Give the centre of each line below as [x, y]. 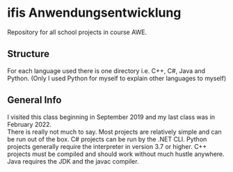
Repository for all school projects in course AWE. [77, 32]
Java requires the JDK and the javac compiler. [73, 161]
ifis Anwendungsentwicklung [94, 13]
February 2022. [30, 124]
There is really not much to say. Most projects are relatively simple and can [114, 132]
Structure [29, 54]
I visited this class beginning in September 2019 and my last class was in [111, 117]
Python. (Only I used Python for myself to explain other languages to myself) [117, 78]
